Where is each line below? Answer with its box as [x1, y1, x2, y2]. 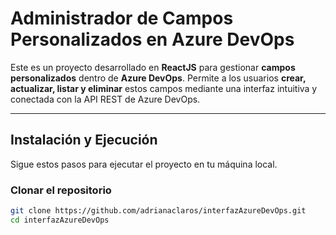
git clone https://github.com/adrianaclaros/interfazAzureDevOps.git [10, 206, 307, 216]
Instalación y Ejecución [10, 132, 158, 149]
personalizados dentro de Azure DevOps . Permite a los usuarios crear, [10, 72, 307, 84]
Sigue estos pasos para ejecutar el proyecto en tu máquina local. [10, 158, 278, 170]
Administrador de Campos [10, 7, 234, 30]
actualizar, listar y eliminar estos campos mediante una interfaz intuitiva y [10, 82, 318, 94]
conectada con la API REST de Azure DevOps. [10, 93, 201, 105]
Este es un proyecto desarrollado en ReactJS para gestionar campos [10, 61, 296, 73]
